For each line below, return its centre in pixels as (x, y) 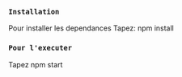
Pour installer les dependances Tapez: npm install (91, 28)
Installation (34, 12)
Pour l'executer (40, 48)
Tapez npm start (36, 64)
